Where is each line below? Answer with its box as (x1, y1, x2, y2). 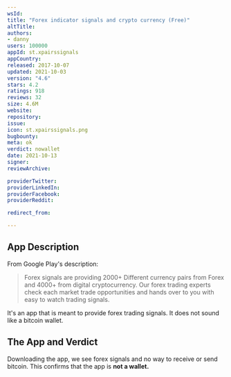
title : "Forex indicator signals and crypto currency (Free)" (7, 17, 190, 24)
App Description (7, 241, 80, 253)
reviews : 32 (7, 94, 41, 101)
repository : (7, 113, 41, 120)
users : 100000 (7, 42, 48, 49)
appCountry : (7, 56, 41, 62)
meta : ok (7, 140, 33, 146)
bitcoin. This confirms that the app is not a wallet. (7, 362, 149, 370)
